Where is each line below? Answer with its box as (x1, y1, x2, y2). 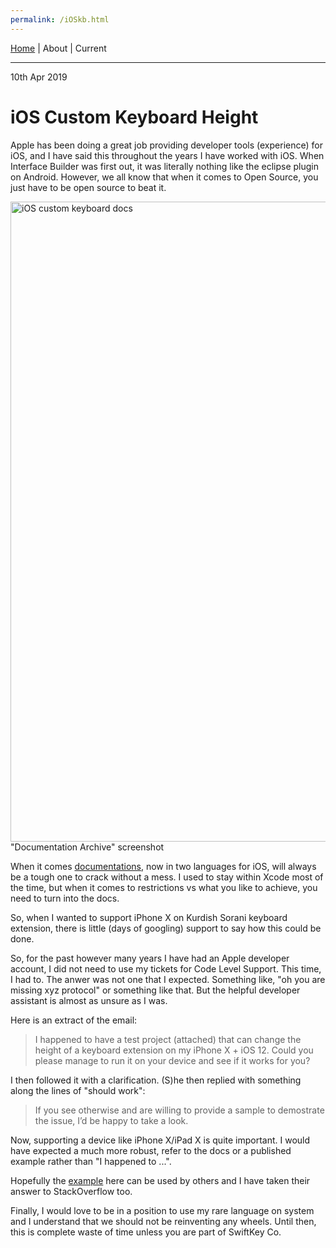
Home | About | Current (10, 42, 107, 54)
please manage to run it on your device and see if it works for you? (34, 1054, 311, 1066)
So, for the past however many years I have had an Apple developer (10, 952, 290, 964)
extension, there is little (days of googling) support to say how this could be (10, 922, 322, 934)
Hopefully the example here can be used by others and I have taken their (10, 1174, 311, 1186)
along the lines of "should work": (10, 1084, 146, 1096)
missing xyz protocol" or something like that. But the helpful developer (10, 984, 301, 996)
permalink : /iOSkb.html (10, 14, 110, 25)
